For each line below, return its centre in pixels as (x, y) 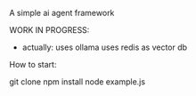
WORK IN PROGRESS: (49, 30)
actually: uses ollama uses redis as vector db (105, 47)
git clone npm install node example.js (77, 82)
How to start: (33, 64)
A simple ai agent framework (62, 13)
